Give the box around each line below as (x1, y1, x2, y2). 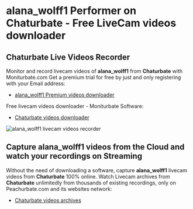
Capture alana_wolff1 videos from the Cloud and (6, 142, 185, 152)
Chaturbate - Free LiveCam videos (6, 16, 177, 30)
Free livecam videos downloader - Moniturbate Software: (6, 103, 144, 109)
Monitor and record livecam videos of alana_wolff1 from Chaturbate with (6, 68, 183, 74)
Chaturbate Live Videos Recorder (6, 52, 130, 62)
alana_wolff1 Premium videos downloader (14, 92, 115, 98)
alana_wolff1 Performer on (6, 4, 136, 18)
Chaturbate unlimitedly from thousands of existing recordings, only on (6, 179, 177, 186)
